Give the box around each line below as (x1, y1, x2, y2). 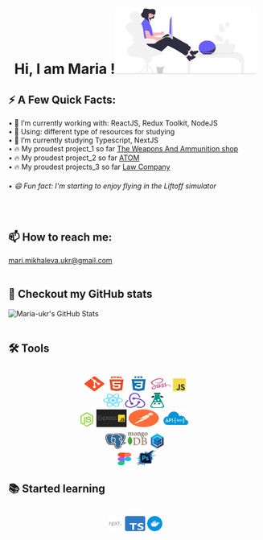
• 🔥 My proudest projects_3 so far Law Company (8, 162, 171, 171)
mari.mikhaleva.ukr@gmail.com (8, 256, 113, 266)
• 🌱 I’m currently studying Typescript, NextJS (8, 135, 159, 145)
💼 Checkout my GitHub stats (8, 287, 153, 301)
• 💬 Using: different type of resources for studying (8, 127, 175, 136)
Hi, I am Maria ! (14, 60, 116, 78)
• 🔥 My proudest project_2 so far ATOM (8, 153, 140, 163)
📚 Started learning (8, 482, 106, 496)
